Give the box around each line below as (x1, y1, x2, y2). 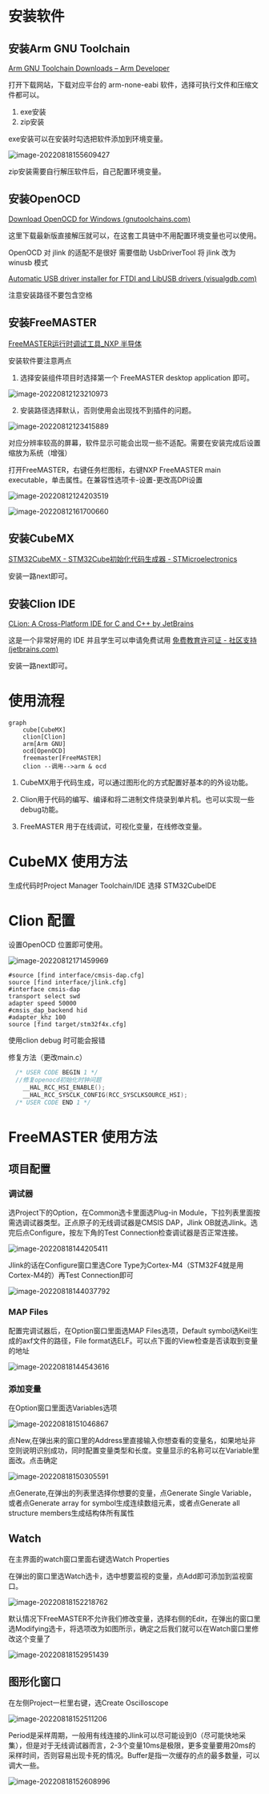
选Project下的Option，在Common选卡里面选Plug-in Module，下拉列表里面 (8, 1207, 254, 1218)
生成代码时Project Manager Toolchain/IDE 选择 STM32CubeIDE (8, 881, 217, 890)
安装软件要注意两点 (8, 356, 72, 365)
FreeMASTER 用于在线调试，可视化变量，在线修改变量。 (19, 822, 207, 832)
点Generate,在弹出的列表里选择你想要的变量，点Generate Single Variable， (8, 1488, 256, 1498)
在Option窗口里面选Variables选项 (8, 1403, 118, 1413)
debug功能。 (19, 804, 62, 814)
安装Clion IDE (8, 597, 76, 611)
